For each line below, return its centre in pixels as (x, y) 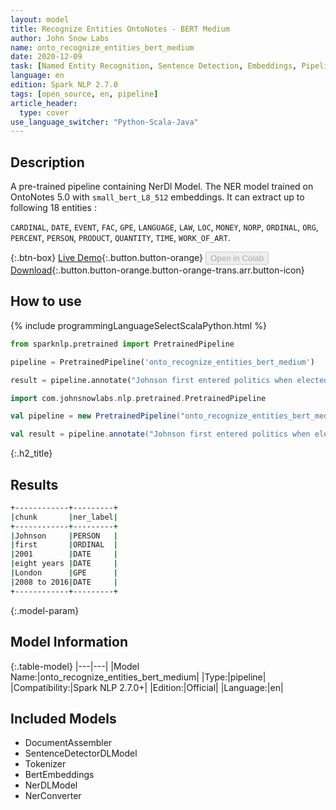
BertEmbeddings (59, 775)
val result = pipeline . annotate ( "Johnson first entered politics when (160, 434)
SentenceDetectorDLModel (81, 753)
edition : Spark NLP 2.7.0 (64, 85)
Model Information (69, 642)
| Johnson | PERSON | (64, 536)
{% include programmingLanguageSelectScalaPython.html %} (138, 325)
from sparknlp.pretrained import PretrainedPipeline (122, 344)
